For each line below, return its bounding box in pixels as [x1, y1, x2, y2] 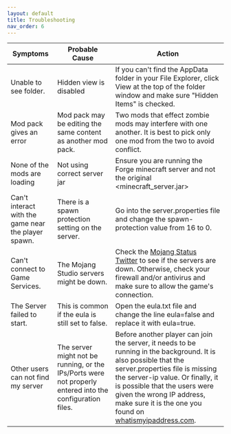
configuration [57, 394, 101, 404]
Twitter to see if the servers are [115, 256, 217, 265]
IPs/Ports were [57, 369, 105, 378]
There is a [57, 197, 89, 207]
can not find [10, 373, 49, 382]
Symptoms [12, 49, 49, 58]
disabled [57, 87, 85, 96]
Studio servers [57, 269, 104, 279]
